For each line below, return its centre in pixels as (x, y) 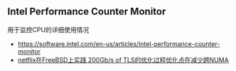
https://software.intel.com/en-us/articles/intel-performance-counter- (119, 44)
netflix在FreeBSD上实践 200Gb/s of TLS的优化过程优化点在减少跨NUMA (123, 60)
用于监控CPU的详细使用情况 (48, 29)
